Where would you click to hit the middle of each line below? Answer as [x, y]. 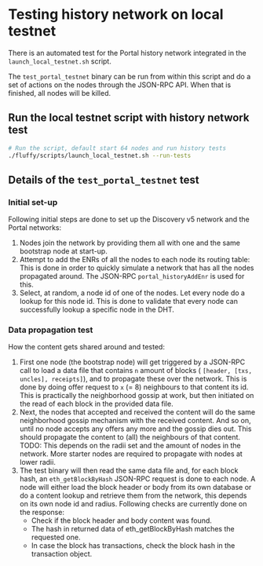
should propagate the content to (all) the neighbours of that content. [130, 437]
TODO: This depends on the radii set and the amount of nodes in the [130, 446]
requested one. [56, 537]
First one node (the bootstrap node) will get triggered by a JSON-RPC [132, 362]
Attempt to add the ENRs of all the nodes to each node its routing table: [135, 260]
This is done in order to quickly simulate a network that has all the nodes [137, 268]
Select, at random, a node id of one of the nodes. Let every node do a [132, 293]
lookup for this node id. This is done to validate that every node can [128, 301]
